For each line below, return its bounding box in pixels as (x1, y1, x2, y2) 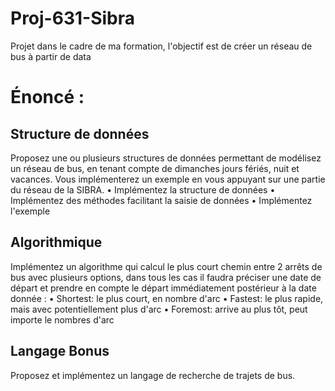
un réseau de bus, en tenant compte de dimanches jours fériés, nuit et (10, 162, 300, 174)
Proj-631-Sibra (10, 7, 135, 30)
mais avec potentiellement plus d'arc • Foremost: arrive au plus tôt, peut (10, 303, 308, 315)
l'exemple (10, 205, 51, 217)
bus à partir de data (10, 50, 92, 62)
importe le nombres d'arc (10, 313, 115, 326)
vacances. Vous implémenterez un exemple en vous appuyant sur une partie (10, 173, 326, 185)
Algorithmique (10, 234, 103, 251)
